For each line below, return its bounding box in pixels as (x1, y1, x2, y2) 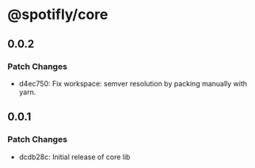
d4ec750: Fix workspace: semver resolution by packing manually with (18, 78, 247, 88)
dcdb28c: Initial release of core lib (18, 152, 131, 162)
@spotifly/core (7, 6, 108, 24)
